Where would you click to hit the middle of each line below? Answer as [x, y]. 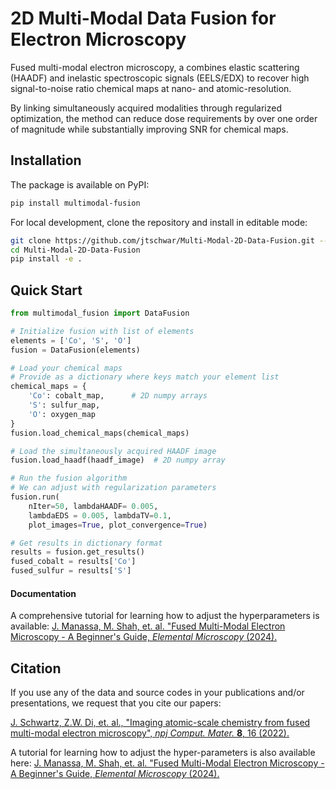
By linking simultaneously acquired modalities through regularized [146, 108]
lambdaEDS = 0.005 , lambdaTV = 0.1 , [100, 515]
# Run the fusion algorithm [69, 478]
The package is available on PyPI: [80, 184]
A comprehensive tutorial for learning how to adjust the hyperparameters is [165, 616]
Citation [36, 668]
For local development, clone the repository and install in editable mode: [159, 222]
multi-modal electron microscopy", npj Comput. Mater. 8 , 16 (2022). [150, 733]
